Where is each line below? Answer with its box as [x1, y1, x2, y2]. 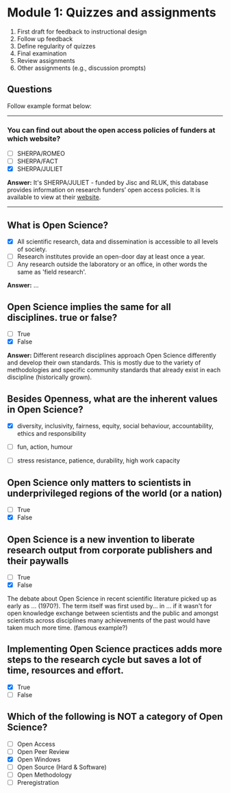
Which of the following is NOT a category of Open [7, 711, 223, 723]
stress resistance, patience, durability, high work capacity [16, 456, 180, 465]
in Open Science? [7, 404, 84, 415]
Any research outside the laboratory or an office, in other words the [16, 260, 207, 268]
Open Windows [16, 755, 61, 764]
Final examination [16, 49, 67, 57]
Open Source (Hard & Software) [16, 763, 107, 771]
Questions [7, 83, 53, 95]
